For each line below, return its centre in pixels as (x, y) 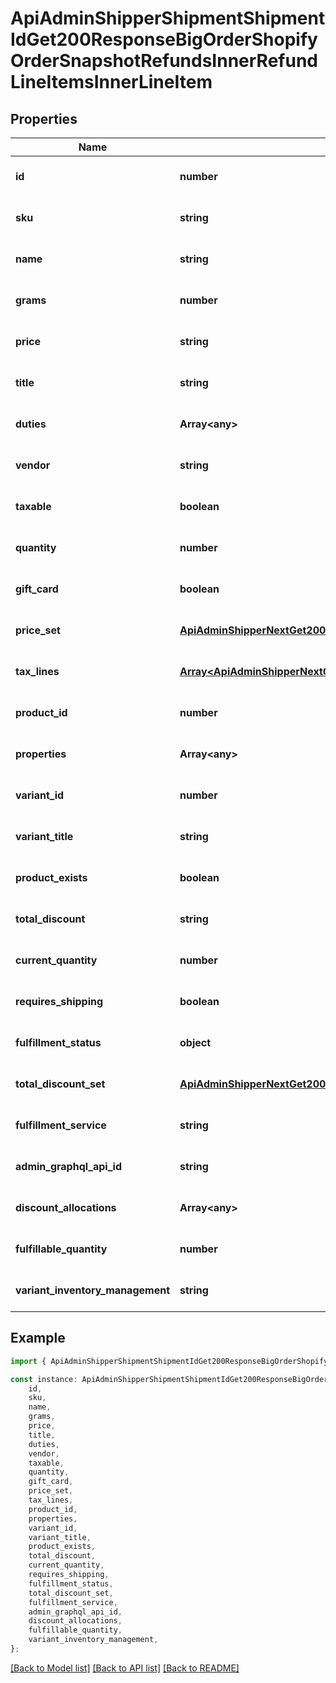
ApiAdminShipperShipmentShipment (168, 18)
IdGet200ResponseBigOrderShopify (164, 39)
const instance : (44, 1379)
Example (38, 1338)
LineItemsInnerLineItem (111, 82)
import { (28, 1361)
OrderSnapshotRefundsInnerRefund (164, 61)
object (195, 1042)
